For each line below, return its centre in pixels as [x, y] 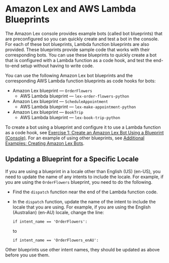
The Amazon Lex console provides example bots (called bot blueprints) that [84, 33]
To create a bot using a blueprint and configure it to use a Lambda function [83, 127]
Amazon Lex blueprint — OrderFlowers [52, 90]
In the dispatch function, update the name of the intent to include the [84, 201]
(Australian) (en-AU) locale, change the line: [58, 212]
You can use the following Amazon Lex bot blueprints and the [69, 75]
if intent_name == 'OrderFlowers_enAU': [55, 240]
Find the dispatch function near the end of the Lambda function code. [85, 192]
